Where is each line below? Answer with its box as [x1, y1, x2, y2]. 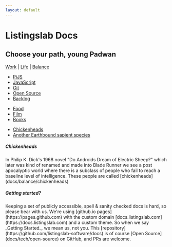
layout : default [5, 7, 40, 13]
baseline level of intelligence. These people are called [5, 173, 119, 179]
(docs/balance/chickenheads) [5, 178, 69, 184]
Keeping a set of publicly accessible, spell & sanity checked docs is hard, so [5, 203, 167, 209]
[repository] [101, 224, 126, 231]
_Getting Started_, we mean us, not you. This [5, 224, 100, 231]
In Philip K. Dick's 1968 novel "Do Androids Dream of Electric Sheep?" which [5, 156, 167, 162]
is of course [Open [104, 230, 144, 236]
